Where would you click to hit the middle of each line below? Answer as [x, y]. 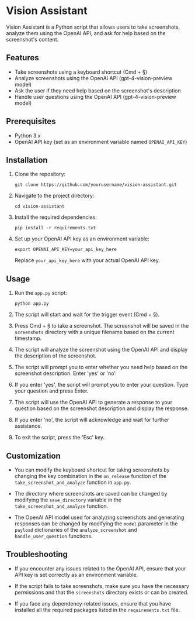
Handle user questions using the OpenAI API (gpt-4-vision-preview [95, 97]
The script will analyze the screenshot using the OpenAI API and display [101, 350]
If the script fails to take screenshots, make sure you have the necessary [102, 586]
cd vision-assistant [39, 207]
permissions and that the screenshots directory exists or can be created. [101, 592]
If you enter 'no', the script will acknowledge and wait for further [92, 420]
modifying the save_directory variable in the [68, 500]
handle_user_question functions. [53, 536]
